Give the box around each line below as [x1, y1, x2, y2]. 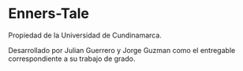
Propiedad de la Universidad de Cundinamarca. [8, 30, 162, 40]
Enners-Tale [8, 5, 89, 23]
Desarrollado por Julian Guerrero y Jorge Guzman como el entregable [8, 45, 236, 55]
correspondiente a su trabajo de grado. [8, 54, 136, 63]
